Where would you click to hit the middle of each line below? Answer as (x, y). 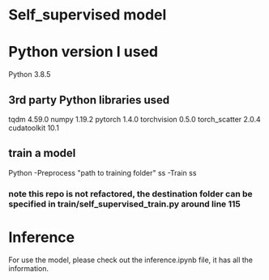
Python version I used (83, 52)
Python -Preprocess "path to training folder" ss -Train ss (102, 172)
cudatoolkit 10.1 (34, 128)
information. (29, 268)
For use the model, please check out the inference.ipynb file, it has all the (131, 260)
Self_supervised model (88, 15)
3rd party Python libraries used (89, 100)
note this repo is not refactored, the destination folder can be (130, 193)
